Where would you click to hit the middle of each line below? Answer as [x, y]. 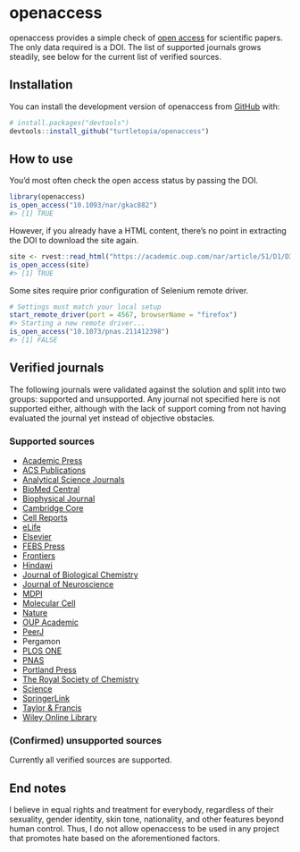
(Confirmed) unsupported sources [86, 740]
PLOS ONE [42, 651]
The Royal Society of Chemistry [80, 679]
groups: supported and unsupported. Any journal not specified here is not [145, 399]
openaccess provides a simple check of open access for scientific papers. [146, 38]
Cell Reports [45, 518]
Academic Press [52, 461]
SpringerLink [46, 699]
